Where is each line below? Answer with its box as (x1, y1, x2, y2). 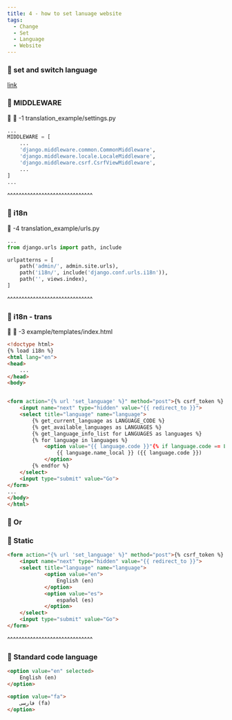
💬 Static (7, 536, 34, 546)
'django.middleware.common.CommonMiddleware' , (19, 147, 156, 154)
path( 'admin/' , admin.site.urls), (19, 263, 119, 270)
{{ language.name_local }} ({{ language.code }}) (56, 450, 202, 456)
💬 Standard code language (7, 652, 98, 661)
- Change (13, 23, 39, 30)
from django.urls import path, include (7, 243, 122, 251)
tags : (7, 17, 23, 24)
